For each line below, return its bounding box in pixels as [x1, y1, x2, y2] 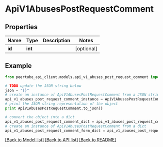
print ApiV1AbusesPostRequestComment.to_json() [5, 106, 103, 111]
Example [5, 62, 32, 70]
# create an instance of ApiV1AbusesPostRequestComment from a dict [5, 124, 147, 129]
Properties [5, 23, 38, 31]
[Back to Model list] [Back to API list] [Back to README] [5, 137, 116, 143]
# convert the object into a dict [5, 114, 75, 119]
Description [43, 37, 70, 44]
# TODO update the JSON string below [5, 83, 81, 88]
